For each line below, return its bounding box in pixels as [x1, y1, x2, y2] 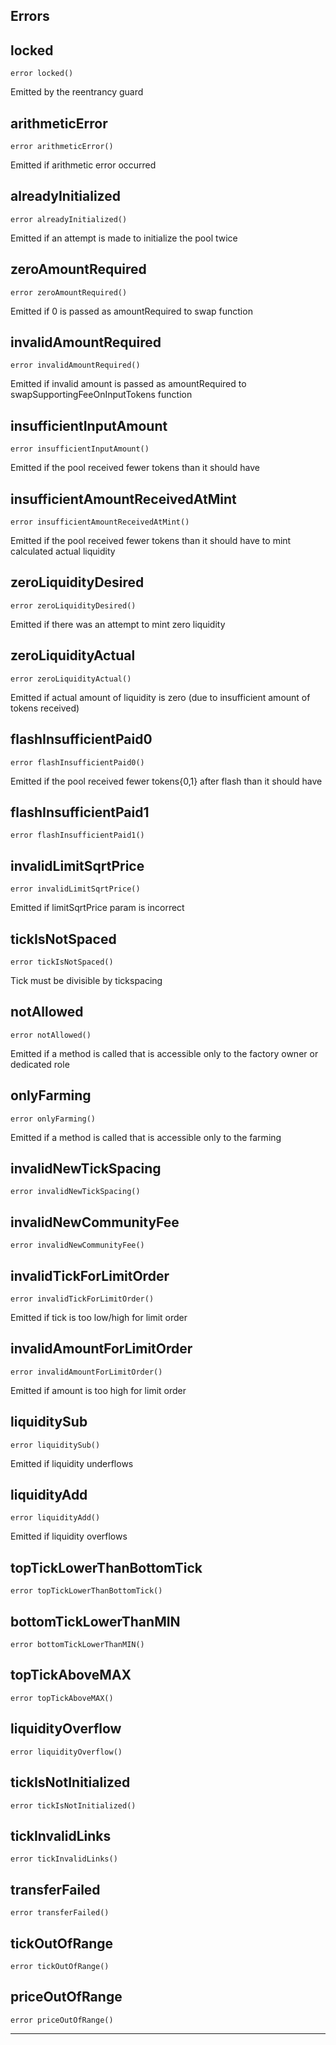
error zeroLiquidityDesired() [10, 600, 137, 611]
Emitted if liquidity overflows [10, 1530, 128, 1543]
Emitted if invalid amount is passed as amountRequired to [10, 378, 247, 390]
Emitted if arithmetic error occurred [10, 159, 157, 171]
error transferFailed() [10, 1908, 110, 1918]
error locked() [10, 69, 74, 79]
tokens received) [10, 702, 80, 714]
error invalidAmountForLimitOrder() [10, 1367, 163, 1377]
